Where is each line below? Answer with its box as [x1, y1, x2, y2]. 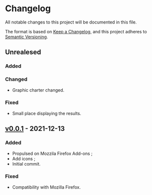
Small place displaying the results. [12, 110, 81, 116]
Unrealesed [5, 48, 42, 56]
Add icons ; [12, 155, 36, 162]
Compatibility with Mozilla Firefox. [12, 184, 81, 190]
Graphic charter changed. [12, 87, 65, 93]
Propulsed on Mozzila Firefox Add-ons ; [12, 150, 93, 156]
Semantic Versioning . [5, 34, 48, 40]
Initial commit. [12, 161, 41, 167]
